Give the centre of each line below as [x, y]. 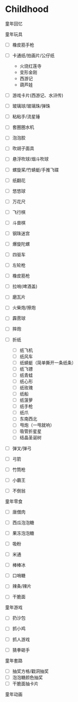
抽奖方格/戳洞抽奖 [30, 671]
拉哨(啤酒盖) [25, 286]
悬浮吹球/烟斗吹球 [30, 159]
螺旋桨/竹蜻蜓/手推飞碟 [36, 170]
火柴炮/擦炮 [24, 308]
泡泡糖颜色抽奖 [27, 677]
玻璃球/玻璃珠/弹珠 [31, 106]
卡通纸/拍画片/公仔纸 [33, 55]
